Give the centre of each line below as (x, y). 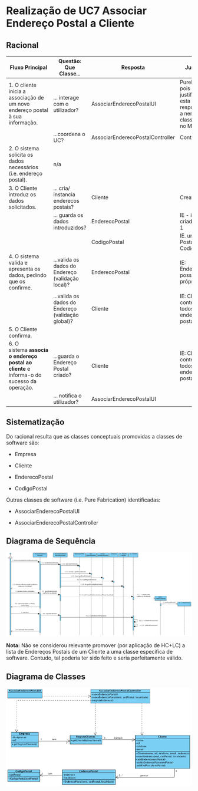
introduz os (22, 194)
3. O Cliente (23, 188)
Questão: (70, 61)
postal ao (20, 362)
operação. (21, 388)
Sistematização (35, 422)
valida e (18, 263)
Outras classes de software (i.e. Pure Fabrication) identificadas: (83, 500)
